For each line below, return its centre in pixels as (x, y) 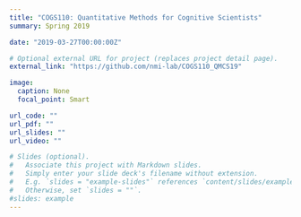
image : (21, 83)
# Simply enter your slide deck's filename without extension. (133, 174)
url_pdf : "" (31, 124)
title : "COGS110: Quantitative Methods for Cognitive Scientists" (136, 17)
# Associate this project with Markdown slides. (106, 165)
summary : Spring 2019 (50, 26)
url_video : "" (36, 141)
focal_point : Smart (54, 100)
